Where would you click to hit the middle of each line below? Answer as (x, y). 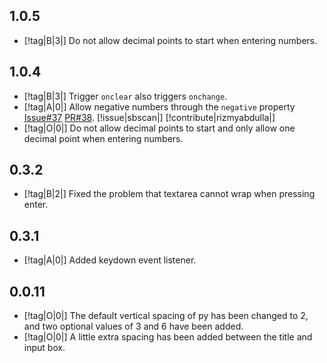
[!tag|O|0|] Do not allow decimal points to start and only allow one (159, 128)
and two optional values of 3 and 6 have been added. (133, 326)
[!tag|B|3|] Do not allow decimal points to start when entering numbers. (170, 40)
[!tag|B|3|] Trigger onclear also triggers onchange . (125, 96)
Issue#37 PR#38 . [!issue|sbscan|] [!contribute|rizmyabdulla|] (149, 117)
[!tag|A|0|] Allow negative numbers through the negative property (159, 106)
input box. (44, 348)
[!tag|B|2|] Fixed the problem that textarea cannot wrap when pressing (169, 194)
